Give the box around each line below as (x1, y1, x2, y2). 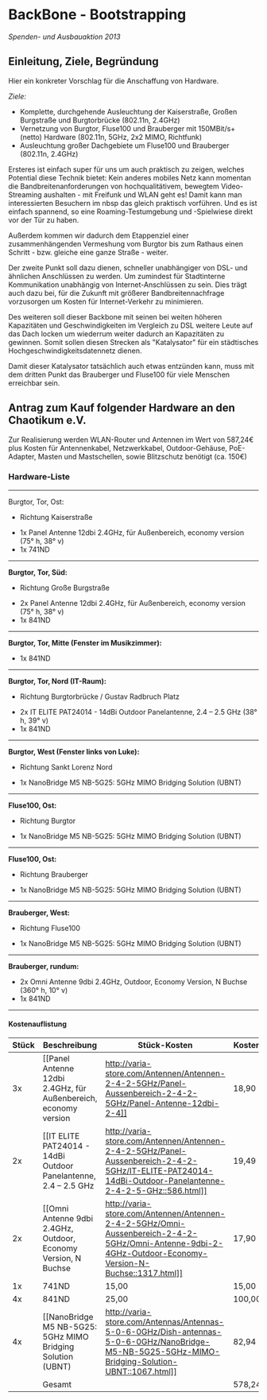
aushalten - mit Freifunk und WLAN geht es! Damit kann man (43, 189, 242, 200)
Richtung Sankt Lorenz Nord (19, 762, 113, 772)
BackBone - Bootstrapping (8, 6, 187, 24)
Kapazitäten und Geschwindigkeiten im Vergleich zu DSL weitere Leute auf (8, 320, 253, 330)
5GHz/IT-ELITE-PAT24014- (105, 1165, 214, 1177)
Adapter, (8, 452, 37, 461)
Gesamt (42, 1379, 72, 1390)
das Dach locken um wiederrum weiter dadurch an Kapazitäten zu (8, 328, 225, 339)
